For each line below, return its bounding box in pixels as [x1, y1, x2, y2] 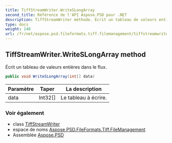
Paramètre [8, 85, 34, 92]
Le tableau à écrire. [60, 94, 107, 101]
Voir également [5, 109, 45, 116]
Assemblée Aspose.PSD [12, 132, 64, 138]
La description [66, 85, 102, 92]
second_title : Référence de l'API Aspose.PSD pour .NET [5, 12, 127, 17]
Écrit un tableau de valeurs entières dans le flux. [5, 64, 107, 70]
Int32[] [38, 94, 56, 101]
